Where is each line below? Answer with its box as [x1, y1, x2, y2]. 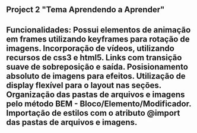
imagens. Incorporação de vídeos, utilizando [6, 43, 175, 53]
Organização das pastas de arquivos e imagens [6, 89, 185, 99]
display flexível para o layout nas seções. [6, 80, 161, 90]
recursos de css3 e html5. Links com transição [6, 53, 182, 63]
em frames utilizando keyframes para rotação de [6, 34, 190, 44]
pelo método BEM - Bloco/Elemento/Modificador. [6, 99, 192, 109]
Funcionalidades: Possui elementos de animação [6, 25, 191, 35]
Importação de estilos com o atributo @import [6, 108, 180, 118]
